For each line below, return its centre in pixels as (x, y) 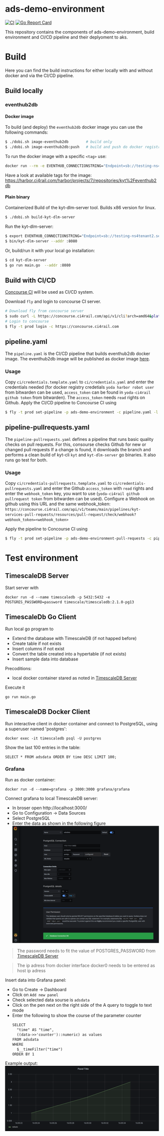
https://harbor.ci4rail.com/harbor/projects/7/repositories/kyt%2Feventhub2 (81, 180)
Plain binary (18, 197)
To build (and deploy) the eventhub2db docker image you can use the (74, 127)
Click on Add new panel (35, 995)
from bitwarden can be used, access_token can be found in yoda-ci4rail (78, 392)
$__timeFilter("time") (40, 1050)
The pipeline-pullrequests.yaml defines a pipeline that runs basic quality (79, 439)
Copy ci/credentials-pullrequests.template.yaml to (59, 483)
